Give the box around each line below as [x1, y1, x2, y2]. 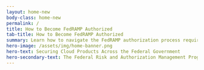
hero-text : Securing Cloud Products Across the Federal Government [6, 49, 181, 55]
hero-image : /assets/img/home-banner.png [6, 43, 113, 49]
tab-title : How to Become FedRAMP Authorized [6, 32, 123, 38]
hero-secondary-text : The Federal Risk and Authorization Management [6, 54, 186, 60]
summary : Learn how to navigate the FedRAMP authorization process [6, 37, 181, 43]
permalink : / [6, 20, 39, 26]
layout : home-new [6, 9, 50, 15]
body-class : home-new [6, 15, 61, 21]
